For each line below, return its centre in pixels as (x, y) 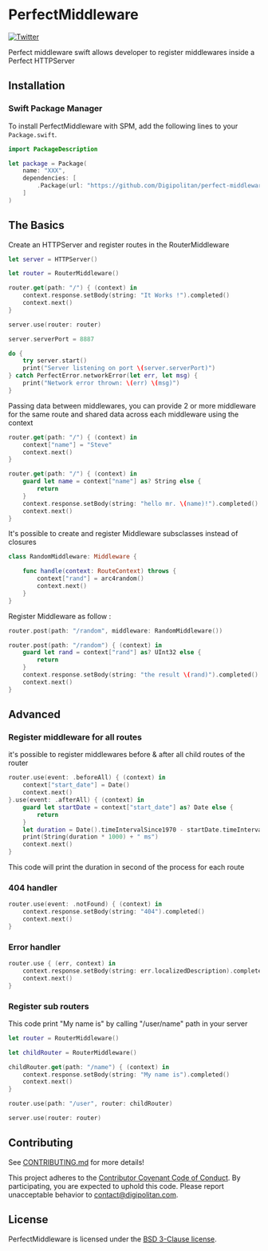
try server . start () (55, 361)
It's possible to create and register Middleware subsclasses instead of (123, 534)
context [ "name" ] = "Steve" (67, 444)
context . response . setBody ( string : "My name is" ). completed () (126, 1075)
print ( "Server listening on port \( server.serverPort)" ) (119, 369)
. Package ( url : (60, 186)
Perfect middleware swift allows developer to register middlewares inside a (132, 52)
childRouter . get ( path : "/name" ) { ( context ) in (89, 1067)
